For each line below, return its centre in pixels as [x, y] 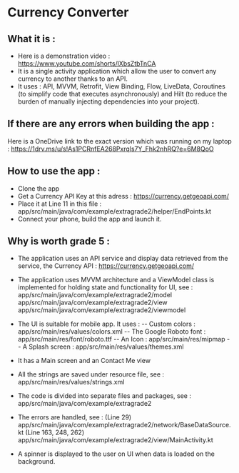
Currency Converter [68, 13]
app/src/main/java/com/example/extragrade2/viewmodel [102, 310]
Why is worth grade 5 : [59, 241]
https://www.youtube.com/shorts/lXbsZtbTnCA [87, 64]
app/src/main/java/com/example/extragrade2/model [95, 295]
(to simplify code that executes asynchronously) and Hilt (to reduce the [122, 94]
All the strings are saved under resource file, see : [91, 374]
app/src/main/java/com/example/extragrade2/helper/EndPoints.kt [115, 211]
